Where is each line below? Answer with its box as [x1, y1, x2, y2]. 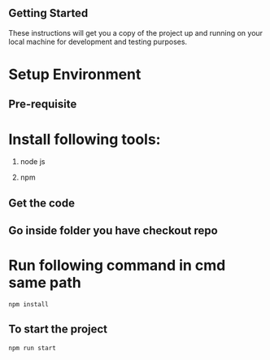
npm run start [8, 344, 57, 352]
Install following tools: [8, 130, 161, 149]
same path [8, 274, 81, 292]
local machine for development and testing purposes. [8, 37, 188, 46]
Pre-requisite [8, 98, 77, 111]
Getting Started [8, 7, 89, 20]
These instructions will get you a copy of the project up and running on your [8, 28, 263, 37]
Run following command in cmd [8, 256, 226, 275]
